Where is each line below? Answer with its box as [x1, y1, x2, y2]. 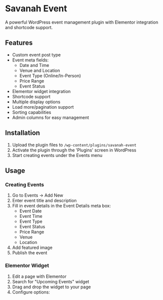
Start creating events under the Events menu [12, 152, 103, 158]
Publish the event [12, 250, 47, 256]
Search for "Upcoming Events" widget [12, 278, 90, 284]
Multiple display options [12, 99, 61, 105]
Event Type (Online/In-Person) [19, 72, 81, 79]
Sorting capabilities [12, 109, 51, 115]
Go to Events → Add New [12, 192, 64, 198]
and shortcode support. [5, 24, 53, 30]
